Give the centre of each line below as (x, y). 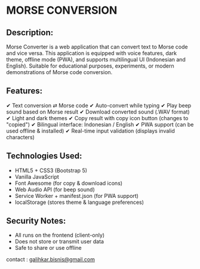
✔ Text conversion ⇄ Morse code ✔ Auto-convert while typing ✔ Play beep (99, 105)
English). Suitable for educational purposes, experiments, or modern (90, 66)
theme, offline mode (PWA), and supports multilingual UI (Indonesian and (96, 59)
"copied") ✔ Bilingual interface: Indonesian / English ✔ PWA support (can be (100, 124)
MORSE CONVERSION (62, 10)
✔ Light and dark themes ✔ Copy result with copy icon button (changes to (97, 118)
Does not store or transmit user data (59, 242)
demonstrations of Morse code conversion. (59, 72)
